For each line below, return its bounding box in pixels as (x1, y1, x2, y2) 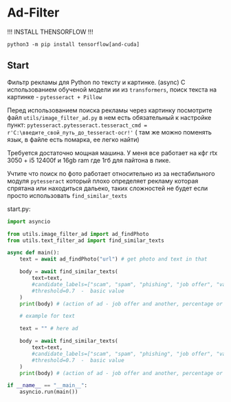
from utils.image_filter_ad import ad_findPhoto (7, 230, 149, 237)
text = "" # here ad (19, 325, 78, 332)
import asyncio (7, 218, 51, 225)
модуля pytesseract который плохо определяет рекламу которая (7, 177, 199, 185)
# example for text (19, 312, 76, 320)
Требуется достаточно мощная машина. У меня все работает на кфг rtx (7, 148, 218, 157)
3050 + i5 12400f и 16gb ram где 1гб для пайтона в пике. (7, 156, 170, 164)
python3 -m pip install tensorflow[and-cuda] (7, 41, 140, 48)
